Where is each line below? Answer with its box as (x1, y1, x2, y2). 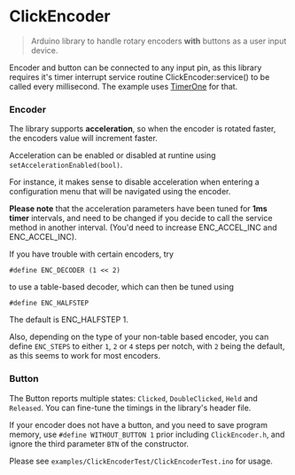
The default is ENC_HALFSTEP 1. (9, 314, 128, 325)
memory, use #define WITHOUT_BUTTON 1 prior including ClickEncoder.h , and (9, 429, 285, 439)
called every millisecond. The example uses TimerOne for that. (9, 81, 238, 91)
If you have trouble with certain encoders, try (9, 249, 175, 259)
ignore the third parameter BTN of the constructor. (9, 438, 189, 449)
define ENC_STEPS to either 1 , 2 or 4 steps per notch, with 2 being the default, (9, 341, 285, 352)
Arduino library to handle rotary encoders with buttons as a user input (30, 36, 287, 46)
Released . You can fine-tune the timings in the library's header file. (9, 402, 252, 413)
